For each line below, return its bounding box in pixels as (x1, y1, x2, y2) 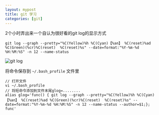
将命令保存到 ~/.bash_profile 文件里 (5, 68, 79, 74)
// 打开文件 (5, 79, 27, 84)
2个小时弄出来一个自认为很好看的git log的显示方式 (5, 30, 106, 36)
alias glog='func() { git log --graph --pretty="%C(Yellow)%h (5, 92, 135, 98)
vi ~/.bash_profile (5, 83, 45, 88)
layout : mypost (5, 7, 36, 12)
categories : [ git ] (5, 16, 43, 21)
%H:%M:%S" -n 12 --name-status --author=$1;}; (53, 102, 151, 107)
